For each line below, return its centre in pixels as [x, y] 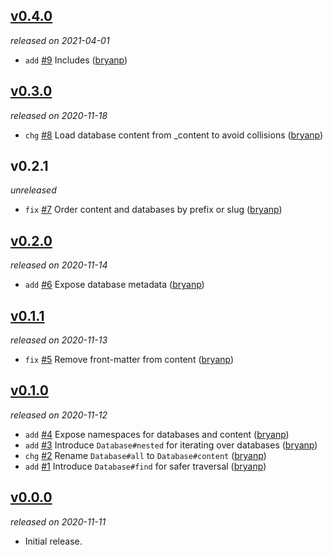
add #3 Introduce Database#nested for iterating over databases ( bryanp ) [171, 445]
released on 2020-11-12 [59, 415]
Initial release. [53, 541]
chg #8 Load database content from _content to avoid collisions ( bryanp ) [174, 135]
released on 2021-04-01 [60, 40]
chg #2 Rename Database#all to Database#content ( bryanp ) [145, 455]
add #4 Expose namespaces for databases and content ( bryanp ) [157, 434]
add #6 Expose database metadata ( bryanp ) [114, 285]
